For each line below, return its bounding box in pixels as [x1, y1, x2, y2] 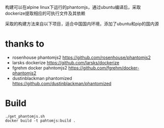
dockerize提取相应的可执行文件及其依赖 [5, 10, 85, 16]
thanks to [5, 38, 45, 50]
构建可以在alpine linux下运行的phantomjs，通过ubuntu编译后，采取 [5, 4, 141, 10]
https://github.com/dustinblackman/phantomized [12, 80, 111, 86]
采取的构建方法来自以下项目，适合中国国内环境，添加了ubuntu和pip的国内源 [5, 21, 159, 26]
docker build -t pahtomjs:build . [5, 118, 76, 123]
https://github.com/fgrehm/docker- [68, 65, 139, 71]
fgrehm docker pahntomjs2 [12, 65, 68, 71]
